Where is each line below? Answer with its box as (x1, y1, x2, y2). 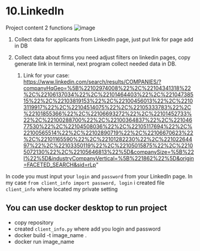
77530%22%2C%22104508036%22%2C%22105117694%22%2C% (23, 122, 193, 130)
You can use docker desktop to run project (5, 203, 167, 213)
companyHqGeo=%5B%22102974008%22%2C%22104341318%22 (23, 84, 191, 91)
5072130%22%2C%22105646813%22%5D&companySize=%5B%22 (23, 148, 195, 156)
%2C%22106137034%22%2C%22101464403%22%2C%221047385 (23, 91, 194, 98)
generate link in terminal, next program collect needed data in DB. (14, 60, 177, 67)
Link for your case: (23, 71, 70, 79)
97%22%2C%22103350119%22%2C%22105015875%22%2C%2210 (23, 142, 193, 149)
